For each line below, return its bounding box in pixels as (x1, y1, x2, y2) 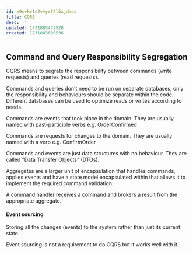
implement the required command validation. (6, 179, 114, 187)
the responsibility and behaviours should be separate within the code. (6, 91, 174, 98)
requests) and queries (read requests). (6, 74, 99, 81)
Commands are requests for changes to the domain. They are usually (6, 132, 173, 139)
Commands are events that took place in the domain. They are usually (6, 114, 174, 121)
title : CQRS (6, 14, 35, 20)
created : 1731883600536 (6, 30, 64, 36)
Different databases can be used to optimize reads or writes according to (6, 97, 182, 104)
